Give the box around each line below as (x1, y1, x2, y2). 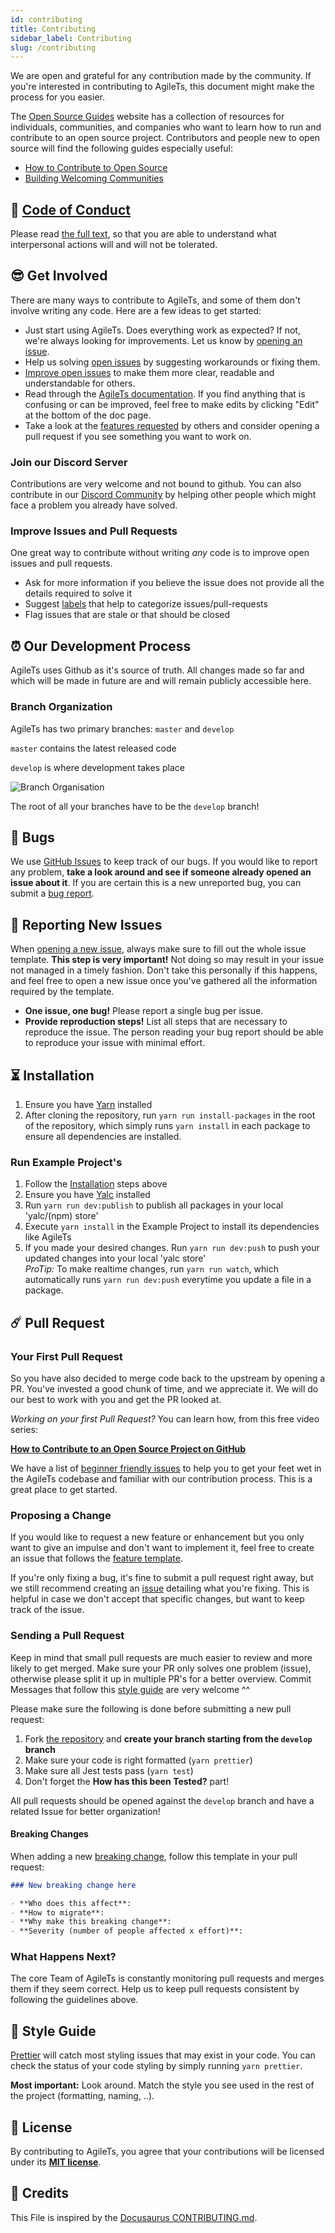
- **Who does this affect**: (10, 1898, 132, 1908)
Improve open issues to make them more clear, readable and (24, 366, 275, 378)
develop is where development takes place (10, 761, 185, 773)
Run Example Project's (10, 1155, 123, 1169)
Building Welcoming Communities (24, 172, 164, 185)
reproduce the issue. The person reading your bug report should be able (24, 1026, 324, 1038)
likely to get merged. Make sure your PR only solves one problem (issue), (10, 1662, 312, 1674)
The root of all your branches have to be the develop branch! (10, 800, 260, 812)
